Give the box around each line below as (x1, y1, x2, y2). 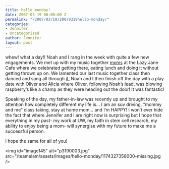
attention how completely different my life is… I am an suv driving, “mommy (5, 101, 162, 107)
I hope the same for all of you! (5, 138, 68, 144)
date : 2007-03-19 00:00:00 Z (5, 12, 67, 17)
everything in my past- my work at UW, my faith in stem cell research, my (5, 117, 157, 124)
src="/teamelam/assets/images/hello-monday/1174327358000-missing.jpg (5, 153, 161, 159)
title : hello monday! (5, 7, 51, 13)
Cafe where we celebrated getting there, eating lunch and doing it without (5, 65, 159, 71)
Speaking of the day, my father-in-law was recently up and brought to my (5, 96, 158, 102)
